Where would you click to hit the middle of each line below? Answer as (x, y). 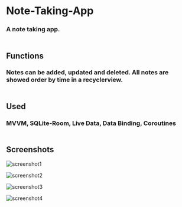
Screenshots (30, 149)
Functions (25, 56)
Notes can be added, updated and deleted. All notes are (87, 73)
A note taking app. (33, 29)
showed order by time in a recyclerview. (64, 80)
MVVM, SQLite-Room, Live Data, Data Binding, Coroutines (91, 123)
